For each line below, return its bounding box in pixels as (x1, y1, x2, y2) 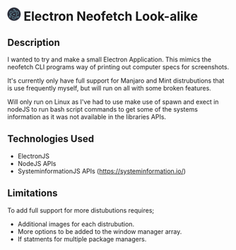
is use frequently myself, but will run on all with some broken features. (7, 84, 212, 92)
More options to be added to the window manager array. (17, 227, 182, 236)
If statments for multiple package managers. (17, 234, 147, 243)
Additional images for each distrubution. (17, 220, 135, 228)
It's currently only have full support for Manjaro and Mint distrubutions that (7, 76, 225, 85)
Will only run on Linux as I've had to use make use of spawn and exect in (7, 97, 219, 106)
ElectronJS (17, 152, 50, 160)
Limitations (7, 187, 58, 199)
